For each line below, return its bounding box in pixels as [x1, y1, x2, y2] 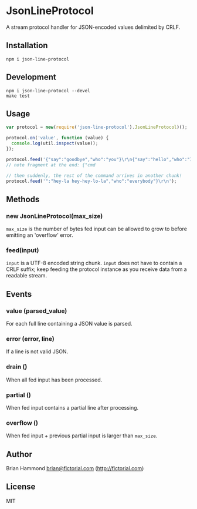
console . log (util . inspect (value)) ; [11, 140, 98, 146]
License [6, 482, 36, 492]
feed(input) [6, 246, 39, 254]
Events [6, 289, 32, 299]
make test [6, 93, 30, 99]
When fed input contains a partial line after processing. [6, 404, 139, 411]
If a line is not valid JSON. [6, 348, 69, 355]
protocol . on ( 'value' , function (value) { [6, 135, 109, 141]
